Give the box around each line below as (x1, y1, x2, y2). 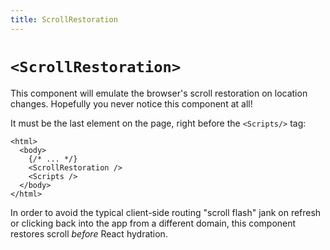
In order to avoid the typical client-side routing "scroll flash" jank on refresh (10, 206, 322, 218)
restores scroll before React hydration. (10, 227, 168, 240)
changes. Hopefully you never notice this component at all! (10, 97, 253, 110)
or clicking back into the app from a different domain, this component (10, 217, 297, 229)
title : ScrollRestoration (10, 14, 118, 25)
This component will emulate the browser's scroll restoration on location (10, 87, 308, 99)
